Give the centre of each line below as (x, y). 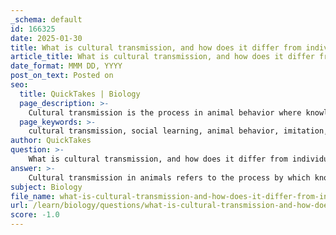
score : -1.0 (35, 215)
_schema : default (46, 19)
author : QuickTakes (51, 141)
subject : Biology (46, 187)
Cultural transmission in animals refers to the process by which (169, 177)
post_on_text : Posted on (62, 76)
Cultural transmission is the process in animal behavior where (165, 112)
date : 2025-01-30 (46, 38)
